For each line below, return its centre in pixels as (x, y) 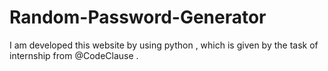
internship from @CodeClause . (74, 55)
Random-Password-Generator (138, 17)
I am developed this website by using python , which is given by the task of (164, 45)
